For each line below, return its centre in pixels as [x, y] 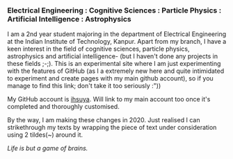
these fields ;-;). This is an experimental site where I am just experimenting [114, 64]
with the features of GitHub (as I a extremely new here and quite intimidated [116, 71]
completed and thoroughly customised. [63, 107]
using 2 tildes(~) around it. [45, 135]
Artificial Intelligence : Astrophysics [69, 19]
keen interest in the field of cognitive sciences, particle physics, [98, 49]
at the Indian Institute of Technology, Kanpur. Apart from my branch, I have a [117, 42]
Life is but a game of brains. [48, 149]
